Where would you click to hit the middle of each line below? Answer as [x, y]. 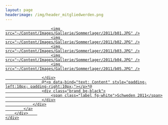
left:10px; [17, 86]
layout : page [19, 10]
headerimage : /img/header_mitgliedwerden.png [54, 15]
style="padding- [129, 82]
